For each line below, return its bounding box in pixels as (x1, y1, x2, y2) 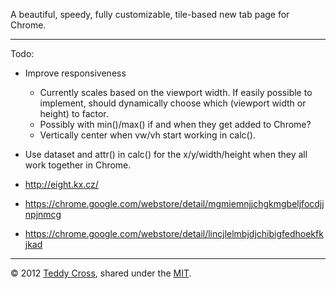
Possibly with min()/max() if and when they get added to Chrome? (39, 119, 312, 130)
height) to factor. (39, 108, 109, 119)
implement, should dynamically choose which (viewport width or (39, 97, 307, 109)
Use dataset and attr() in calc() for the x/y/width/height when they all (24, 149, 308, 160)
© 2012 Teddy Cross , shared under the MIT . (10, 267, 192, 279)
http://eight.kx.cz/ (24, 179, 99, 190)
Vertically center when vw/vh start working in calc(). (39, 129, 256, 141)
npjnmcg (24, 209, 62, 220)
